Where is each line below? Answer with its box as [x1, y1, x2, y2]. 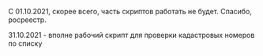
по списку [8, 39, 43, 48]
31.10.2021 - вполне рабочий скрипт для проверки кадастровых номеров [8, 31, 255, 39]
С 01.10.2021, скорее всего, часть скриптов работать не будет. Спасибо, [8, 7, 253, 16]
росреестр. [8, 15, 47, 24]
